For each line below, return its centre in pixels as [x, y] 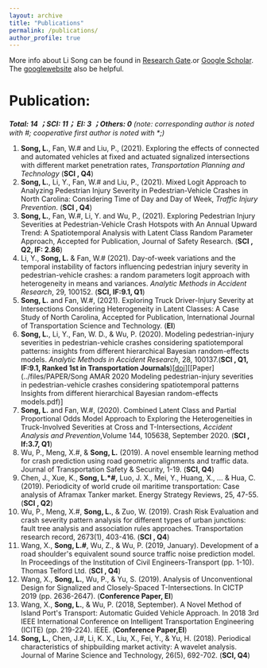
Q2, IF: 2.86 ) [41, 250]
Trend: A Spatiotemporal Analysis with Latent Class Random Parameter [137, 233]
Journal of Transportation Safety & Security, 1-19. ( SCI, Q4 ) [117, 469]
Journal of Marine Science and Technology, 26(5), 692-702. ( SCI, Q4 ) [135, 655]
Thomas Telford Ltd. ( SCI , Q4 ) [71, 571]
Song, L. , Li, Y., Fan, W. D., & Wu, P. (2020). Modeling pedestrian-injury [137, 334]
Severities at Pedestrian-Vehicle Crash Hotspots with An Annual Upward [139, 224]
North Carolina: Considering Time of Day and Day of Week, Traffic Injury [139, 199]
